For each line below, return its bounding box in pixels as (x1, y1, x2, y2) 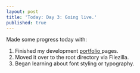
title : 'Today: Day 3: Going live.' (6, 14, 97, 20)
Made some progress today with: (6, 36, 88, 43)
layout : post (6, 8, 39, 15)
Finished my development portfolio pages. (14, 47, 119, 55)
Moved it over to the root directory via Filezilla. (14, 54, 129, 61)
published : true (6, 20, 46, 26)
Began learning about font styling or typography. (14, 60, 135, 67)
